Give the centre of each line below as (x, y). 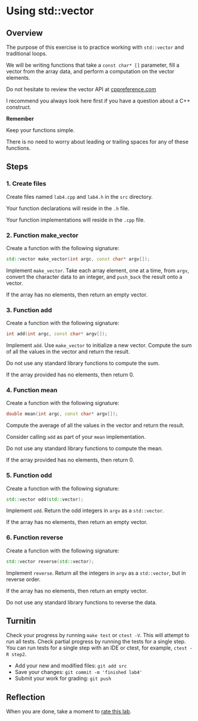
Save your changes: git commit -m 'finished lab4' (78, 672)
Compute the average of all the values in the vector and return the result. (95, 425)
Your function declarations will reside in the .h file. (68, 208)
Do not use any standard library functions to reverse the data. (81, 602)
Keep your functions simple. (41, 130)
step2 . (19, 654)
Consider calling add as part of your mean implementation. (76, 437)
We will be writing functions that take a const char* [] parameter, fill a (93, 65)
